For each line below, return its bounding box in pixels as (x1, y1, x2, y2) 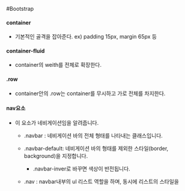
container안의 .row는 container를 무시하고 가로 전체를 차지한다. (14, 90, 166, 97)
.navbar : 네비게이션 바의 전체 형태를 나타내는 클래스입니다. (23, 132, 163, 139)
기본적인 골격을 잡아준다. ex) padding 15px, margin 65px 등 (14, 33, 157, 40)
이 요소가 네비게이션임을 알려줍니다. (14, 119, 99, 126)
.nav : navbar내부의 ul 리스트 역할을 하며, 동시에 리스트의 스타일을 (23, 178, 179, 185)
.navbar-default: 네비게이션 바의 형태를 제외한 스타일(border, (23, 145, 169, 152)
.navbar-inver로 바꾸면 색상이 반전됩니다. (32, 165, 130, 172)
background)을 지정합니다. (23, 152, 88, 159)
